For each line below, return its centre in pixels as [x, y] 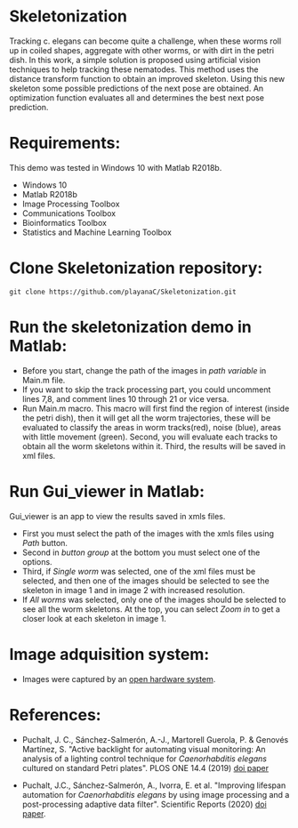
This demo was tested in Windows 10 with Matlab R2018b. [116, 167]
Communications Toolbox [69, 213]
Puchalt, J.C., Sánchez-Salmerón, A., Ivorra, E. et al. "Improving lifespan [154, 785]
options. [37, 561]
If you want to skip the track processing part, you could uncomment [146, 390]
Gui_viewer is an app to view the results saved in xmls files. [117, 516]
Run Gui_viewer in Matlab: [107, 491]
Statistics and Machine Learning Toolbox [97, 232]
